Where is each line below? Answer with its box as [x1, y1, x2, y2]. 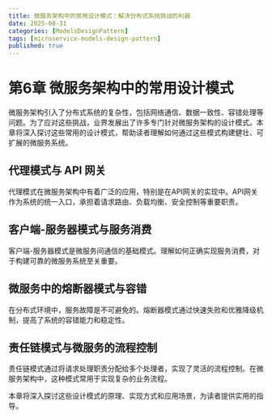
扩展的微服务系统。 [8, 138, 73, 148]
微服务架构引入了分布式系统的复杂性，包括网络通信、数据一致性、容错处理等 [8, 108, 264, 117]
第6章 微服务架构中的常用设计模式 [8, 79, 234, 98]
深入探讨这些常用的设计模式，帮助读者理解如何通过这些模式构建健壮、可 [22, 128, 264, 137]
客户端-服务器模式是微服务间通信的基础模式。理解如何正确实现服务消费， [8, 246, 253, 255]
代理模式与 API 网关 [8, 163, 107, 178]
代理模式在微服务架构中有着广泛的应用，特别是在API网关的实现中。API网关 [8, 187, 258, 196]
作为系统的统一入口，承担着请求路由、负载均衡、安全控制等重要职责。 [8, 196, 243, 206]
